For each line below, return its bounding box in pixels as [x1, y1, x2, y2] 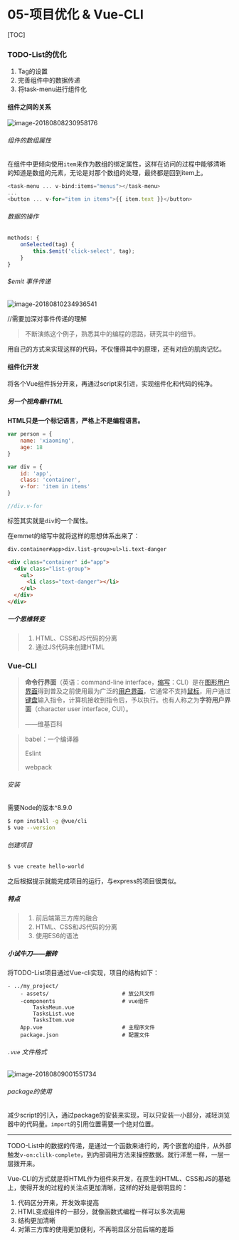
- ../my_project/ [7, 983, 59, 990]
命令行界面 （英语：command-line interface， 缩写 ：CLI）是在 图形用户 [24, 678, 230, 687]
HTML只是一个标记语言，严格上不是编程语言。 [7, 416, 144, 425]
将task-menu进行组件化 [17, 85, 87, 93]
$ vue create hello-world [7, 863, 84, 871]
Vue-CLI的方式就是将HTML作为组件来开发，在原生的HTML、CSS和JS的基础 [7, 1174, 231, 1182]
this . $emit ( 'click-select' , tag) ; [33, 248, 135, 255]
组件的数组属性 [7, 136, 51, 145]
